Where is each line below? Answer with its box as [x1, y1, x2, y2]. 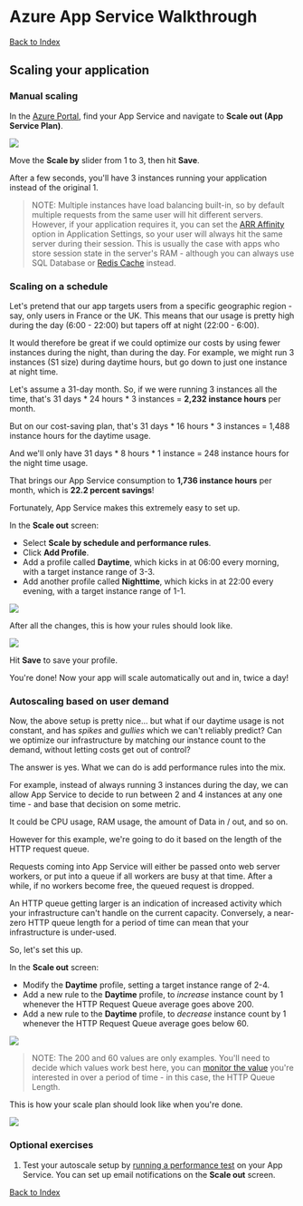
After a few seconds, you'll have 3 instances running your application [9, 172, 268, 183]
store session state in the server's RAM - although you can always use [31, 248, 295, 258]
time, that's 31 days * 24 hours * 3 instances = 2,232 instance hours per [9, 393, 282, 404]
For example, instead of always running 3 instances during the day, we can [9, 780, 289, 791]
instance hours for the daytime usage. [9, 430, 151, 441]
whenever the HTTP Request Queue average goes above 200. [22, 999, 255, 1010]
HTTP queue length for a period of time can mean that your [28, 918, 250, 929]
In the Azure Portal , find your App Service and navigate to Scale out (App [9, 111, 283, 122]
